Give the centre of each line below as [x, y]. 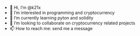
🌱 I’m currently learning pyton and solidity [52, 18]
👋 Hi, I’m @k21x [25, 8]
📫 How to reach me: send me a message [51, 28]
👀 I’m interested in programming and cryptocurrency [62, 13]
